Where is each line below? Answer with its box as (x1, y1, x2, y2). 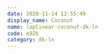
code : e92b (7, 29, 39, 37)
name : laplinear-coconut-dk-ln (7, 23, 99, 30)
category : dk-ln (7, 36, 55, 43)
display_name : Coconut (7, 17, 73, 24)
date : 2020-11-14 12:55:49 (7, 10, 86, 18)
